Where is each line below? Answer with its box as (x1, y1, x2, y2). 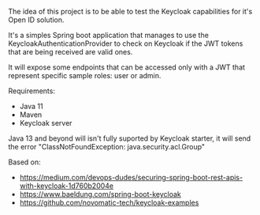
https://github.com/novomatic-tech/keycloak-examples (19, 198, 199, 207)
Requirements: (8, 86, 55, 96)
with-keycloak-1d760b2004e (19, 181, 114, 190)
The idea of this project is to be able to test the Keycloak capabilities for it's (8, 7, 253, 16)
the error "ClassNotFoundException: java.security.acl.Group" (8, 142, 206, 151)
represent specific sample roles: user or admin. (8, 71, 162, 80)
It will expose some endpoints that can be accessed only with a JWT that (8, 62, 246, 72)
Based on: (8, 157, 41, 167)
